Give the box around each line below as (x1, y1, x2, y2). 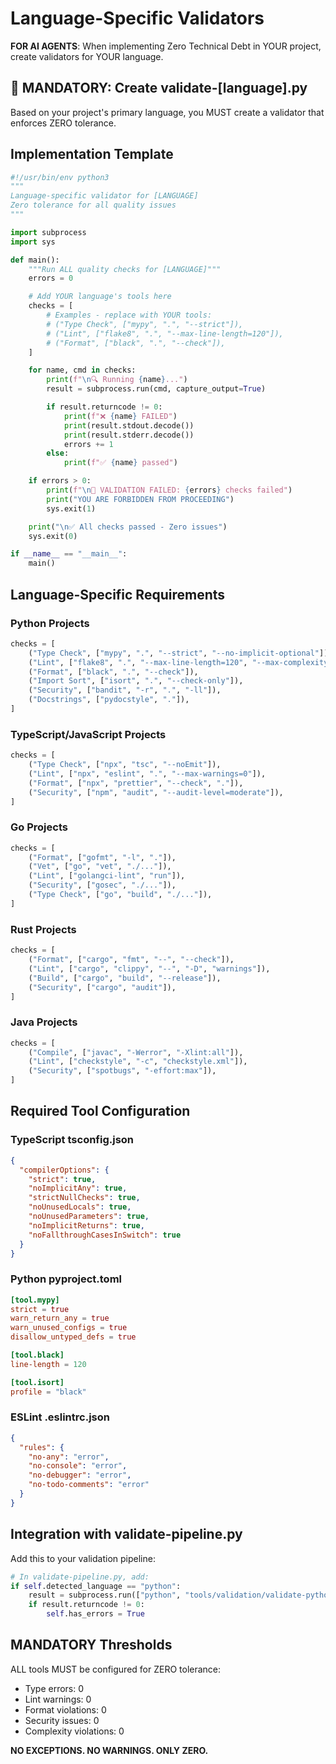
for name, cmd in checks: (28, 365, 137, 376)
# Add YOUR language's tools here (28, 292, 172, 302)
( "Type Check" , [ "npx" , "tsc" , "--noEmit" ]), (28, 760, 222, 770)
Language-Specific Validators (10, 7, 265, 30)
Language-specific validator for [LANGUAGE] (10, 191, 199, 201)
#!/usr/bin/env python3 (10, 172, 110, 182)
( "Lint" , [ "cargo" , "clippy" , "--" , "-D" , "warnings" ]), (28, 963, 271, 974)
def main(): (10, 255, 60, 265)
